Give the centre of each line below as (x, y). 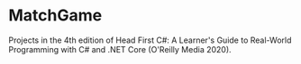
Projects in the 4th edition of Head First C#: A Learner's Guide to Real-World (150, 40)
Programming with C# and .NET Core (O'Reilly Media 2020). (120, 49)
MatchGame (55, 16)
